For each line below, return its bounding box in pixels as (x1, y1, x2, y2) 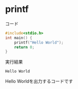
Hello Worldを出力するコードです (5, 78, 73, 84)
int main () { (5, 35, 32, 40)
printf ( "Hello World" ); (14, 40, 64, 45)
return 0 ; (14, 44, 35, 49)
